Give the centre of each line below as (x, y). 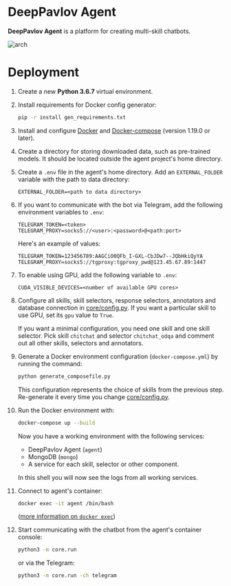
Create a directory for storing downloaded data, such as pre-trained (114, 151)
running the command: (50, 363)
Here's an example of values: (59, 243)
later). (26, 138)
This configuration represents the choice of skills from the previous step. (121, 390)
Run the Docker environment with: (66, 410)
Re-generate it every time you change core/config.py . (94, 396)
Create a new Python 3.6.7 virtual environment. (85, 91)
